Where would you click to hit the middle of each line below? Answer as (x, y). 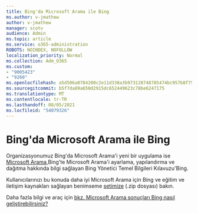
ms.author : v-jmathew (33, 17)
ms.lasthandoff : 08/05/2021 (41, 105)
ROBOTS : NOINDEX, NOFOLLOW (39, 50)
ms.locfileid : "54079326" (38, 110)
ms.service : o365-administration (47, 45)
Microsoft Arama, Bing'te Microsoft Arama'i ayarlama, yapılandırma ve (90, 162)
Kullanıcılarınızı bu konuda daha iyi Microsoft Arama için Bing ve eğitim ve (95, 180)
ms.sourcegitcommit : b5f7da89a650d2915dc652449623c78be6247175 (85, 89)
